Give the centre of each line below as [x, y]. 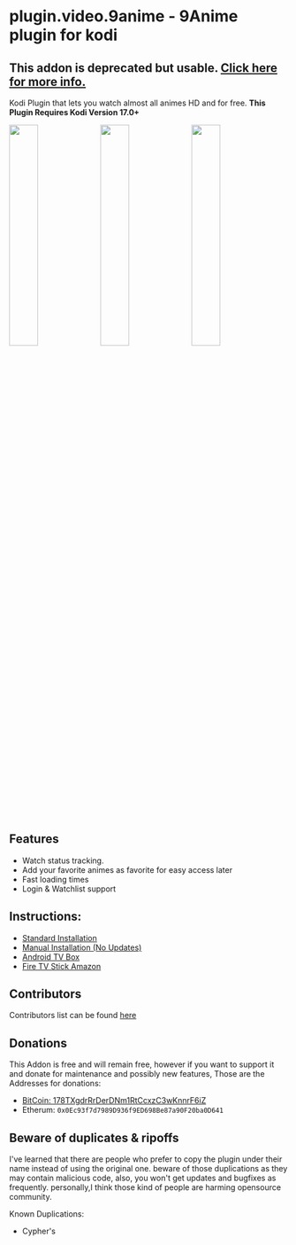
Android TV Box [51, 957]
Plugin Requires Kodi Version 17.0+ [74, 112]
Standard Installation [59, 938]
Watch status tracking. [63, 860]
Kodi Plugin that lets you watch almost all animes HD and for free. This [138, 103]
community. [30, 1197]
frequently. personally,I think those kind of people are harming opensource [145, 1187]
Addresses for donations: [55, 1084]
